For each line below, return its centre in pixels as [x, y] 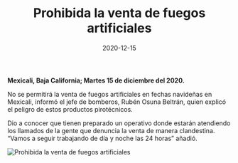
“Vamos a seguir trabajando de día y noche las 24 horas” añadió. [102, 138]
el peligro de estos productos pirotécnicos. [70, 109]
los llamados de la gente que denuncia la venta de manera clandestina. [111, 130]
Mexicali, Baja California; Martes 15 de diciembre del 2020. [96, 80]
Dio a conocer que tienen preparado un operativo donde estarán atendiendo [119, 123]
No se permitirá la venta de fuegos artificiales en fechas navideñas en [110, 94]
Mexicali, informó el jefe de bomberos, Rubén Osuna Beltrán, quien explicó [117, 102]
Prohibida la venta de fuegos [119, 13]
